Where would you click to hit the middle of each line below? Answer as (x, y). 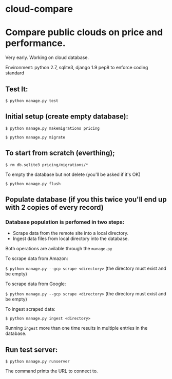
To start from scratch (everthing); (60, 153)
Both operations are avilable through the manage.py (59, 249)
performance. (35, 43)
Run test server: (32, 350)
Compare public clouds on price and (84, 33)
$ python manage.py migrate (35, 137)
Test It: (17, 89)
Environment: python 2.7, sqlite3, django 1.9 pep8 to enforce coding (77, 68)
